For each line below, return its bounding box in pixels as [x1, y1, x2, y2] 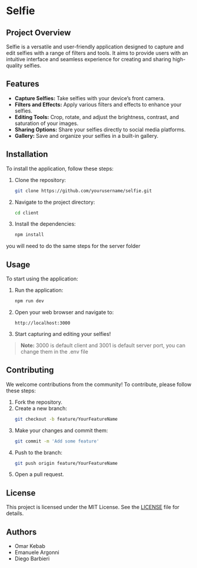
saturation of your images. [14, 120, 79, 127]
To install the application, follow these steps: [6, 165, 113, 172]
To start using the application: [6, 275, 78, 282]
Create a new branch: [14, 405, 68, 412]
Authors [6, 527, 37, 537]
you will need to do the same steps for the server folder [6, 243, 141, 250]
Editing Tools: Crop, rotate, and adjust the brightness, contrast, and [14, 113, 179, 120]
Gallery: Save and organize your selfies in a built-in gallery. [14, 132, 159, 139]
